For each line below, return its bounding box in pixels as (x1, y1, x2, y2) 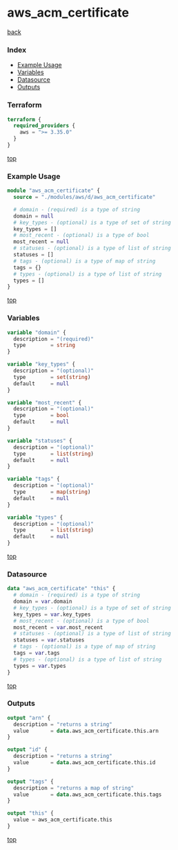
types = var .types (13, 662, 67, 669)
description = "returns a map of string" (13, 784, 135, 791)
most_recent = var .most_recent (13, 623, 103, 631)
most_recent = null (13, 238, 70, 245)
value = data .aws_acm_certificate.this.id (13, 759, 156, 766)
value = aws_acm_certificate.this (13, 816, 112, 824)
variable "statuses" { (7, 437, 72, 444)
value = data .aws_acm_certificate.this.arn (13, 727, 159, 734)
